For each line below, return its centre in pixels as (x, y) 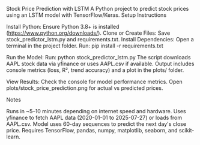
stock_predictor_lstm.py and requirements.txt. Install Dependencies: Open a (100, 39)
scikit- (186, 130)
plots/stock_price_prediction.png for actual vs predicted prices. (85, 88)
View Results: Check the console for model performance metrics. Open (94, 81)
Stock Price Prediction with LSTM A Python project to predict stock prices (98, 9)
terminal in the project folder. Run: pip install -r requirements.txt (85, 46)
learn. (14, 137)
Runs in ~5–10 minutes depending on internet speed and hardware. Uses (96, 111)
